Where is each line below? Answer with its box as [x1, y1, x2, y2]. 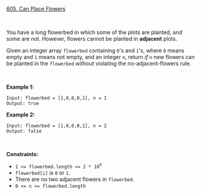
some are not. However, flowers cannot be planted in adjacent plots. [6, 35, 177, 42]
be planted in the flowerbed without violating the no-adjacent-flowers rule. [6, 60, 192, 67]
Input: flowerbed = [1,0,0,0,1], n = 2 [6, 123, 107, 129]
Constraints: [6, 151, 39, 157]
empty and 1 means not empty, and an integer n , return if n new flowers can [6, 53, 195, 60]
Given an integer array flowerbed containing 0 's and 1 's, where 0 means [6, 47, 185, 54]
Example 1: [6, 83, 35, 91]
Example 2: [6, 111, 35, 118]
